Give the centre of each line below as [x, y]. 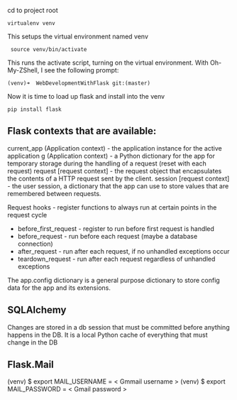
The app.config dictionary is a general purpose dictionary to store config [114, 280]
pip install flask [34, 109]
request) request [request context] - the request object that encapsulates [115, 171]
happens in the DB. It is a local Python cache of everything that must [108, 335]
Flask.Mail [31, 365]
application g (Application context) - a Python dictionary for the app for [111, 156]
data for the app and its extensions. [59, 288]
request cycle [27, 215]
